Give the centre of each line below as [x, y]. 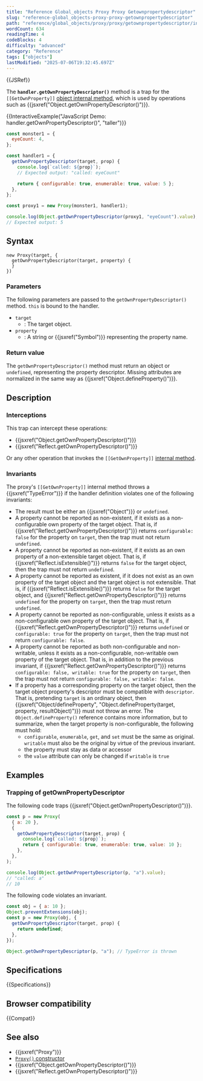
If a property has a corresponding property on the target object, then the [105, 686]
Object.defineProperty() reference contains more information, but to [101, 718]
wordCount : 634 [25, 29]
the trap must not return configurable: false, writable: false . [95, 679]
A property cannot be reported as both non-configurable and [91, 647]
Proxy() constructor [40, 1058]
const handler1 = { [31, 156]
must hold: [28, 730]
